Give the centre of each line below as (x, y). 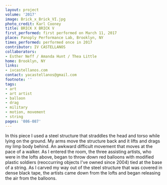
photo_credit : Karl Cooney (33, 24)
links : (12, 65)
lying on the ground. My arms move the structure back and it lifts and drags (83, 141)
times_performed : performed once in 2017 (49, 42)
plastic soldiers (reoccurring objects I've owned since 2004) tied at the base (84, 162)
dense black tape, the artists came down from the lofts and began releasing (83, 172)
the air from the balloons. (31, 178)
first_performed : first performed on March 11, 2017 (61, 33)
